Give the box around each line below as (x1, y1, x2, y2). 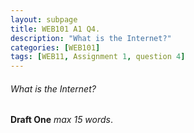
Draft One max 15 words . (10, 114, 114, 126)
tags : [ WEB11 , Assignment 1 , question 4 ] (10, 52, 186, 62)
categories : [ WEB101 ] (10, 42, 101, 53)
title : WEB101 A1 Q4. (10, 24, 101, 34)
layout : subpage (10, 14, 78, 25)
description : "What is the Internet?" (10, 33, 172, 43)
